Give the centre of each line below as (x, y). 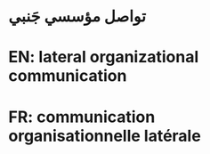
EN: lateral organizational (104, 57)
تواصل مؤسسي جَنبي (77, 16)
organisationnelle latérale (105, 136)
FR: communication (82, 117)
